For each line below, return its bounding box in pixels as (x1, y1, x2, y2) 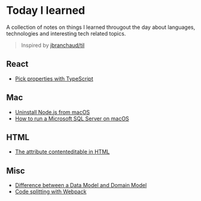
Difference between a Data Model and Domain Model (14, 182, 147, 189)
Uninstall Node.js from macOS (14, 108, 90, 116)
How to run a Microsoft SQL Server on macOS (14, 115, 129, 122)
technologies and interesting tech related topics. (6, 29, 126, 37)
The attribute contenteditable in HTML (14, 148, 110, 155)
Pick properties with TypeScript (14, 75, 93, 82)
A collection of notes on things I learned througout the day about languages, (6, 23, 196, 31)
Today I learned (6, 4, 85, 17)
